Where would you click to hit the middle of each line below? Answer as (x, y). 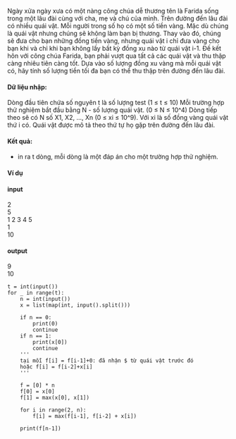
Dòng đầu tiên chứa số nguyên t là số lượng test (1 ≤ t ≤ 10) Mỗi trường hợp (116, 103)
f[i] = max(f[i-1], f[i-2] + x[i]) (85, 416)
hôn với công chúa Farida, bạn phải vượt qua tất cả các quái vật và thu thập (117, 56)
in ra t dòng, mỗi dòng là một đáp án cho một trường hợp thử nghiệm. (118, 157)
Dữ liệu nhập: (27, 87)
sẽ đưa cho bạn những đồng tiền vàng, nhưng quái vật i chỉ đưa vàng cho (113, 41)
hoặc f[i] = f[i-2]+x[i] (56, 367)
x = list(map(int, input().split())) (75, 305)
